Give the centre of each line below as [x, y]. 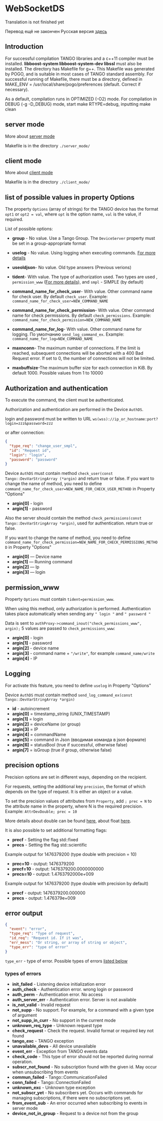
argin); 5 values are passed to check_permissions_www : [60, 629]
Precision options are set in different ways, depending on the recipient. [76, 777]
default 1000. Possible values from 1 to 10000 [58, 373]
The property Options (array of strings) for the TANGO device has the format [82, 209]
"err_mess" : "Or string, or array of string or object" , [68, 942]
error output [24, 913]
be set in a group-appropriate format [49, 243]
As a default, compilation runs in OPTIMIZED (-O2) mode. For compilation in [81, 99]
